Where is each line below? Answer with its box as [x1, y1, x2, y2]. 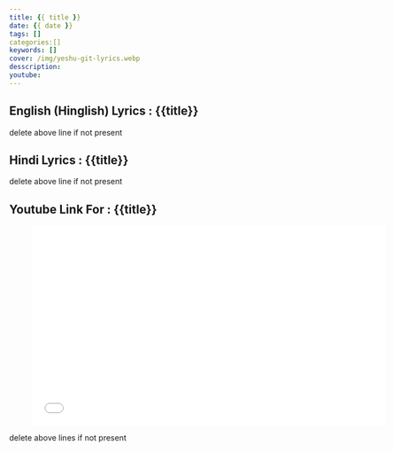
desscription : [9, 63, 62, 72]
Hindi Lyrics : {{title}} [9, 152, 129, 168]
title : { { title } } [9, 12, 81, 22]
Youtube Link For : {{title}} [9, 201, 158, 217]
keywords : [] [9, 46, 58, 55]
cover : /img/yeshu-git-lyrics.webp [9, 54, 141, 63]
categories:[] [9, 37, 62, 47]
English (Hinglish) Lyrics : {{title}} [9, 104, 199, 119]
